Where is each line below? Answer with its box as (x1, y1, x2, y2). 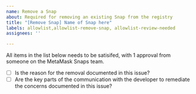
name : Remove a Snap (6, 8, 57, 15)
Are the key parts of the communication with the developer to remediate (14, 76, 190, 83)
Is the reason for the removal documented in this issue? (14, 69, 150, 76)
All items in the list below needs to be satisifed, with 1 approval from (6, 52, 171, 59)
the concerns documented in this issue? (14, 83, 112, 90)
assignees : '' (6, 31, 41, 36)
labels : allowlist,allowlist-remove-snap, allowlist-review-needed (6, 25, 176, 31)
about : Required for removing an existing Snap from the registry (6, 14, 173, 20)
